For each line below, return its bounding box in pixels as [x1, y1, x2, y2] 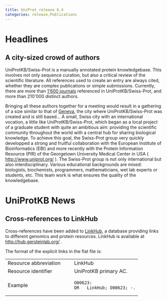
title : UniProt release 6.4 [5, 7, 64, 12]
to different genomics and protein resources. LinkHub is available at [5, 233, 144, 239]
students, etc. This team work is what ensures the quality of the [5, 172, 136, 178]
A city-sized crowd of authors [5, 53, 100, 62]
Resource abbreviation [7, 259, 61, 266]
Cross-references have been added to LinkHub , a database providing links [5, 228, 159, 234]
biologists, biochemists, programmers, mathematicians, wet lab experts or [5, 166, 157, 172]
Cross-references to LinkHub [5, 214, 98, 223]
